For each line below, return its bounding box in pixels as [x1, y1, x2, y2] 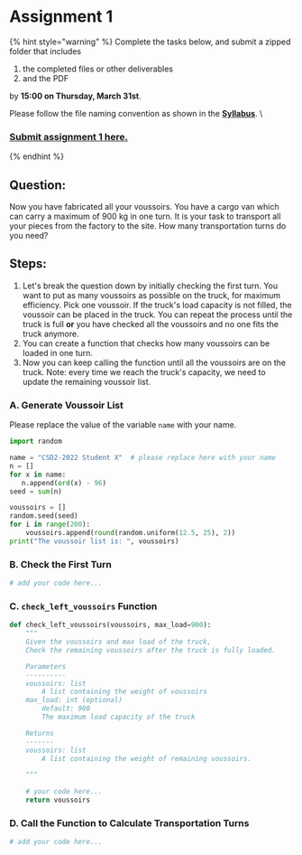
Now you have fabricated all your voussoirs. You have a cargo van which [9, 202, 279, 212]
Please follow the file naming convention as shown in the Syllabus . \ [9, 108, 263, 118]
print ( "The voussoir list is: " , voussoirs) [9, 536, 179, 546]
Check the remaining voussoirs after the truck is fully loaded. [25, 645, 277, 654]
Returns [25, 728, 54, 738]
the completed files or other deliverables [22, 63, 174, 74]
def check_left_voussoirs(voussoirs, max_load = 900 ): [9, 621, 212, 630]
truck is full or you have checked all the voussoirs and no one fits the [22, 318, 279, 329]
